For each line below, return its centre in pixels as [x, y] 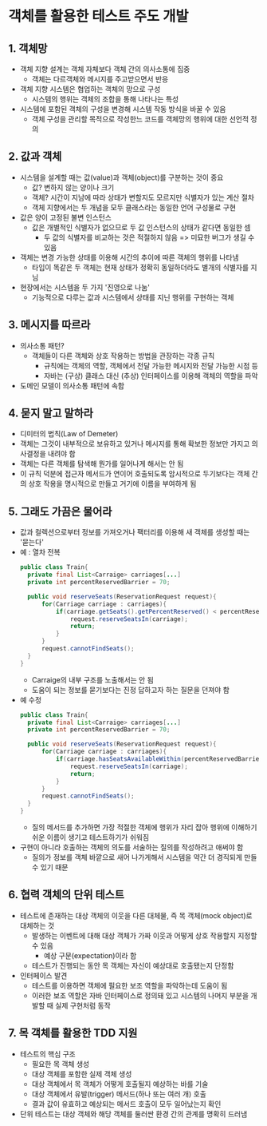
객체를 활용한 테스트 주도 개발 [98, 16]
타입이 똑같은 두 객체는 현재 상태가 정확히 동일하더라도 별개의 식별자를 [140, 267]
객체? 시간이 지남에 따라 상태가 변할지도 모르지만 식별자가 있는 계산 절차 [143, 197]
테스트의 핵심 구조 [47, 1054]
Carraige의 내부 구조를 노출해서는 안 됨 [92, 679]
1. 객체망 [28, 48]
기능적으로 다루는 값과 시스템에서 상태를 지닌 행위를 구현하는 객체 [133, 297]
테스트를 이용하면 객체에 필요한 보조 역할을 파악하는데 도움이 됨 [130, 985]
